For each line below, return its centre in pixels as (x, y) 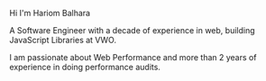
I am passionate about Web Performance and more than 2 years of (133, 57)
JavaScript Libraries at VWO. (63, 40)
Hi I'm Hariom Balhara (50, 13)
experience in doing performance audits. (85, 67)
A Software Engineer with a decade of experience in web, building (132, 30)
